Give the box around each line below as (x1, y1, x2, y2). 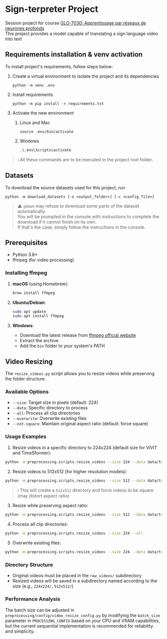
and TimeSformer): (12, 450, 51, 456)
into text (5, 36, 22, 42)
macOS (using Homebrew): (12, 280, 69, 287)
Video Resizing (5, 357, 53, 366)
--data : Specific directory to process (12, 405, 88, 411)
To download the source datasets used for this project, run (5, 184, 125, 190)
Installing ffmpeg (5, 269, 47, 276)
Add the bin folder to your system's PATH (19, 343, 105, 349)
